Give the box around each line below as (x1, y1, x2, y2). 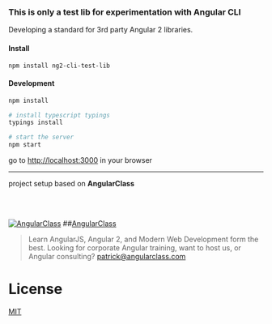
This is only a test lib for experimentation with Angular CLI (8, 6, 241, 18)
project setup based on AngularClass (8, 179, 135, 189)
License (8, 280, 63, 298)
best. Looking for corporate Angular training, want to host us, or (28, 243, 241, 253)
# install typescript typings (8, 111, 111, 119)
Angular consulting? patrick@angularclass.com (28, 252, 186, 262)
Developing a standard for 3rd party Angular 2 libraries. (8, 25, 193, 35)
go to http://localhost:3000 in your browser (8, 156, 152, 165)
